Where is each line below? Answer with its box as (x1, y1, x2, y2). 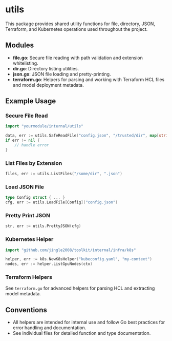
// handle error (14, 143, 50, 148)
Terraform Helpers (5, 274, 53, 281)
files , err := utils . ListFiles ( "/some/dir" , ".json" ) (5, 171, 123, 177)
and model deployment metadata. (12, 82, 84, 88)
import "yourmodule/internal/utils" (5, 124, 83, 129)
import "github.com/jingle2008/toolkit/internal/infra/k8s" (5, 248, 137, 253)
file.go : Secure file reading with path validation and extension (12, 54, 143, 61)
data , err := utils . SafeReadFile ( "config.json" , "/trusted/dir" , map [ (5, 133, 159, 138)
